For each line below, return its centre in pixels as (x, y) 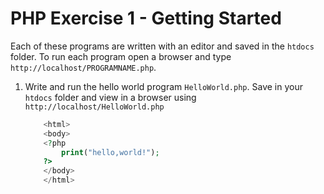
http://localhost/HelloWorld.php (94, 107)
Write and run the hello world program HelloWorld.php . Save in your (163, 86)
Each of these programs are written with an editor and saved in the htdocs (162, 46)
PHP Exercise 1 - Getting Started (146, 18)
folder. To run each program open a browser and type (121, 56)
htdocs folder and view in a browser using (110, 97)
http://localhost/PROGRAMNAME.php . (83, 67)
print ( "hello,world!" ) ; (110, 152)
